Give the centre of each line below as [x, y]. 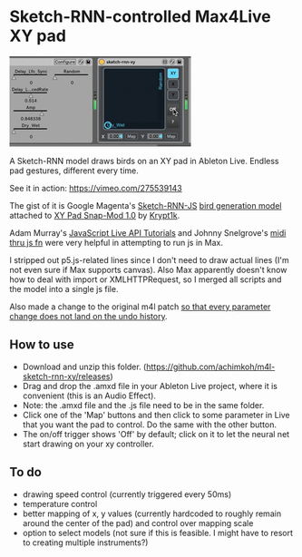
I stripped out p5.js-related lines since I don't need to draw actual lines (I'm [149, 259]
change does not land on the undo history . [88, 316]
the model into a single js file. [64, 288]
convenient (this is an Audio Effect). [89, 396]
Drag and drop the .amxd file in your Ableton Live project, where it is [150, 386]
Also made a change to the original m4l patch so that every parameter [140, 307]
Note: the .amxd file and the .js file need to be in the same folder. [143, 405]
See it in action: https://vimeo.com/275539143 [96, 188]
